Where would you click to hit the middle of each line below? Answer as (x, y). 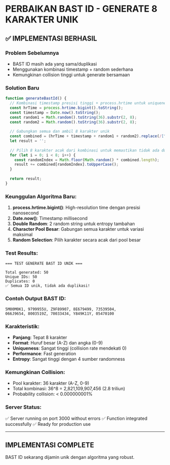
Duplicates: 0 (20, 282)
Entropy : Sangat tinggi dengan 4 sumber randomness (69, 359)
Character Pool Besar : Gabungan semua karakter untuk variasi (78, 229)
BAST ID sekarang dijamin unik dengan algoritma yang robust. (70, 457)
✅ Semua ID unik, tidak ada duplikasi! (48, 286)
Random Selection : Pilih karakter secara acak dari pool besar (77, 240)
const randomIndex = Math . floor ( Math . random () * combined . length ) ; (87, 160)
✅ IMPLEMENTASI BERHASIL (51, 38)
